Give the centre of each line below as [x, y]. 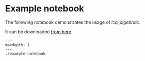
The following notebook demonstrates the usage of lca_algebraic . [73, 22]
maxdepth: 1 [17, 45]
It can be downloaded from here [38, 31]
